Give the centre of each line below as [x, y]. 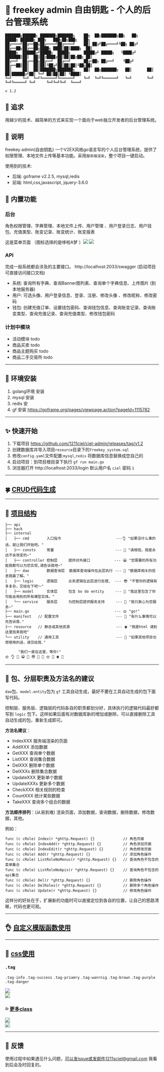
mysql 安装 [23, 397]
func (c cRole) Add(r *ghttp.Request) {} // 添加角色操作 [78, 854]
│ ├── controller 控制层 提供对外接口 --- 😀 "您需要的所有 [79, 561]
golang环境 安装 [28, 391]
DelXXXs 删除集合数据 [34, 771]
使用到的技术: [19, 166]
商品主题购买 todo [30, 351]
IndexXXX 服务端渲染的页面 [40, 741]
